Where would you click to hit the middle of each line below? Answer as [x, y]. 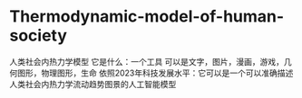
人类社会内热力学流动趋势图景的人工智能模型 [93, 84]
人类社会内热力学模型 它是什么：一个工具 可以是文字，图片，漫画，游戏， [146, 61]
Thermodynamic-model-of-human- [147, 17]
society [39, 36]
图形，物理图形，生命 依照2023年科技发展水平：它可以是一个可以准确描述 [155, 73]
